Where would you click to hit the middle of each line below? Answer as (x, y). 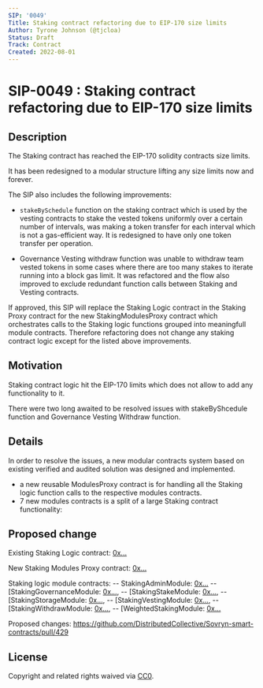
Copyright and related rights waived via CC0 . (81, 676)
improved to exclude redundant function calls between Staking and (128, 284)
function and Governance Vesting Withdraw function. (94, 417)
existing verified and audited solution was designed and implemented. (122, 469)
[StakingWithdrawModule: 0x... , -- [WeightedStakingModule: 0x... (115, 608)
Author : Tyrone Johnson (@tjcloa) (65, 30)
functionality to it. (37, 393)
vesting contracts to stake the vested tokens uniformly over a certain (131, 218)
